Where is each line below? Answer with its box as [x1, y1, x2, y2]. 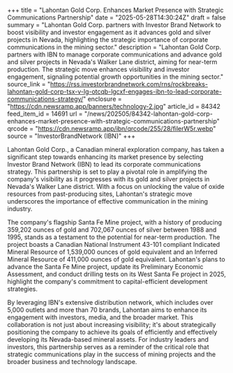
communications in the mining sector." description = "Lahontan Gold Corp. [7, 43, 222, 51]
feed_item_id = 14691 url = [7, 109, 83, 118]
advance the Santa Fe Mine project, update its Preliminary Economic [7, 263, 204, 271]
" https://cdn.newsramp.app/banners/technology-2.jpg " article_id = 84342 [7, 102, 221, 110]
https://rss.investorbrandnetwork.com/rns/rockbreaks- [50, 80, 208, 88]
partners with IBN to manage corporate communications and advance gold [7, 50, 222, 59]
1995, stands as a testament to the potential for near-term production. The [7, 233, 220, 241]
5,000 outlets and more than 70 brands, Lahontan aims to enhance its [7, 306, 207, 314]
